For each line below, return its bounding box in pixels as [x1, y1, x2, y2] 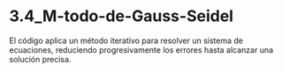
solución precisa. [9, 54, 72, 64]
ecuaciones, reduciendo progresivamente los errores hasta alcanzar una [9, 44, 274, 55]
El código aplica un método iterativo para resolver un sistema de [9, 35, 243, 46]
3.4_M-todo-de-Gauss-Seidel [9, 6, 234, 26]
